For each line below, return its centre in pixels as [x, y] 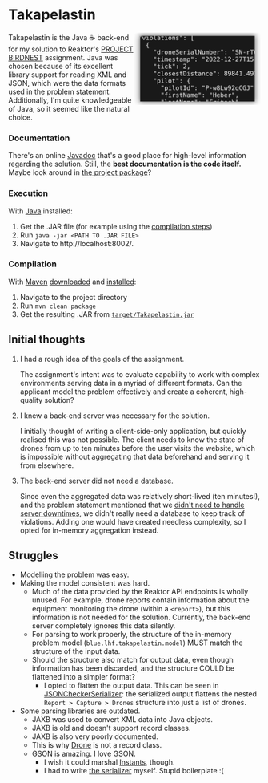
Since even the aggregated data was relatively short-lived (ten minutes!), [140, 496]
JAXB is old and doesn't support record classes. [111, 728]
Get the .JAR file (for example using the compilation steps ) [116, 226]
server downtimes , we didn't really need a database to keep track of [132, 513]
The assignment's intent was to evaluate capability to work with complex [140, 374]
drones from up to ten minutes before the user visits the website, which [138, 448]
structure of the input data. [76, 651]
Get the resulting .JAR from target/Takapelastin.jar [107, 314]
